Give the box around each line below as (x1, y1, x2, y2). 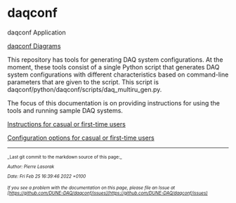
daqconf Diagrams (7, 41, 61, 50)
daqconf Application (7, 28, 67, 37)
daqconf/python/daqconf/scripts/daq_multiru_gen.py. (7, 85, 162, 93)
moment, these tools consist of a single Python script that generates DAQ (7, 63, 220, 71)
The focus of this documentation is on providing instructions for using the (7, 98, 220, 107)
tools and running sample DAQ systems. (7, 106, 123, 114)
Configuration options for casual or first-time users (7, 133, 155, 142)
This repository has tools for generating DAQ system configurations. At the (7, 55, 223, 64)
